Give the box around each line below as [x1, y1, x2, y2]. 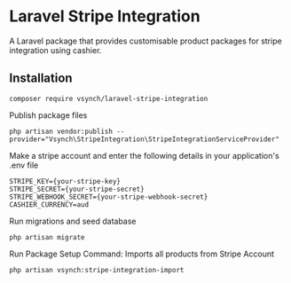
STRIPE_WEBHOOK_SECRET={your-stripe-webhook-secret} [9, 193, 208, 201]
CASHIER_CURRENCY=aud [9, 200, 90, 209]
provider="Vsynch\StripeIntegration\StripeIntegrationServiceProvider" [9, 135, 279, 144]
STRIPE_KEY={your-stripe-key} [9, 177, 122, 185]
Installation [9, 71, 73, 86]
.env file [9, 160, 39, 170]
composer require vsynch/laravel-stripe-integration [9, 94, 208, 103]
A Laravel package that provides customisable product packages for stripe [9, 35, 282, 46]
